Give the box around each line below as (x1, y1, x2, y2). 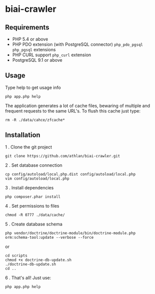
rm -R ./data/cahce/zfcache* (5, 117, 65, 122)
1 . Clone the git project (5, 144, 52, 150)
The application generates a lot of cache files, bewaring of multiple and (5, 103, 151, 109)
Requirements (5, 23, 49, 32)
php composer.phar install (5, 194, 61, 199)
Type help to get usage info (5, 84, 61, 90)
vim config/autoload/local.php (5, 176, 70, 181)
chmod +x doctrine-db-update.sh (5, 257, 72, 262)
